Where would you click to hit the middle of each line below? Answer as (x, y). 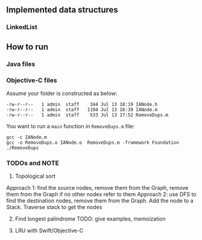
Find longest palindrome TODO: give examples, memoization (90, 219)
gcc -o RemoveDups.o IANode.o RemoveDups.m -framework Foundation (93, 142)
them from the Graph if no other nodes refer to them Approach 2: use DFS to (102, 194)
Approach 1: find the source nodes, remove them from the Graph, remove (97, 188)
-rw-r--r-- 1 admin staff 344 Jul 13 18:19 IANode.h (82, 104)
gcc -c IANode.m (27, 137)
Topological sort (35, 176)
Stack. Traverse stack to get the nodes (54, 207)
